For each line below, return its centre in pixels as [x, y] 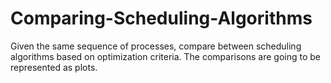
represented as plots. [54, 67]
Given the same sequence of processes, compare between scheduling [156, 46]
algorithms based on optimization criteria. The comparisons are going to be [166, 56]
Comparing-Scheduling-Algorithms [161, 18]
